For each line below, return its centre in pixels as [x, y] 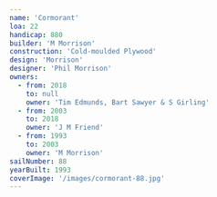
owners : [24, 77]
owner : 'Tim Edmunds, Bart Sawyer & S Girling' [118, 102]
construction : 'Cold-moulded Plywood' [83, 52]
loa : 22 [24, 26]
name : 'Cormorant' [44, 18]
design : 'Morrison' [46, 60]
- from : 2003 [42, 111]
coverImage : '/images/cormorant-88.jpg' [88, 178]
